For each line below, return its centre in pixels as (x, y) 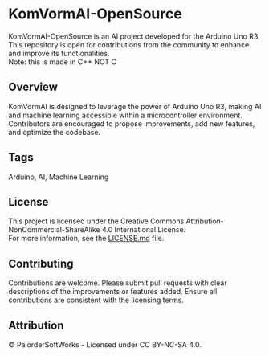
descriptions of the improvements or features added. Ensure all (113, 292)
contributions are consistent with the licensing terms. (96, 300)
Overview (33, 87)
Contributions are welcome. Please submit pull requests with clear (118, 283)
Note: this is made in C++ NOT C (62, 62)
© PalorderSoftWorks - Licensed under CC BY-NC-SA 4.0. (105, 345)
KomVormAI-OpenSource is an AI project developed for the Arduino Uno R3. (134, 36)
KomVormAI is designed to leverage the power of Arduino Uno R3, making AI (135, 106)
